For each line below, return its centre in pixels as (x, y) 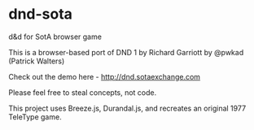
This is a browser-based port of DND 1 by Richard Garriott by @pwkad (126, 52)
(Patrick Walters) (37, 61)
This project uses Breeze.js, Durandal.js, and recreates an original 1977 (127, 108)
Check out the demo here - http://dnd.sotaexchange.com (105, 76)
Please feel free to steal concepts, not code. (83, 92)
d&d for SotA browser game (55, 37)
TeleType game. (35, 117)
